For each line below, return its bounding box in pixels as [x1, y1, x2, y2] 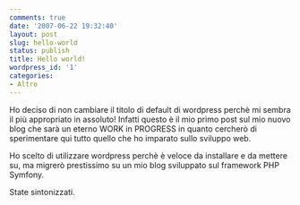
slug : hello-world [9, 38, 78, 47]
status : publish [9, 47, 70, 56]
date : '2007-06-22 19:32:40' [9, 21, 118, 30]
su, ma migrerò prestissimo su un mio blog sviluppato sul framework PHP [9, 159, 280, 170]
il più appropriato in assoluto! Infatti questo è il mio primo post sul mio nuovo [9, 114, 291, 124]
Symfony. [9, 169, 45, 180]
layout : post [9, 30, 58, 38]
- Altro [9, 80, 39, 89]
